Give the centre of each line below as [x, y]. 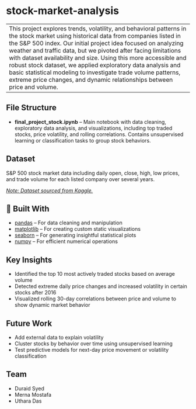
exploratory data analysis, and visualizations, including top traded [93, 128]
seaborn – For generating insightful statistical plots [75, 235]
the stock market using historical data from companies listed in [95, 36]
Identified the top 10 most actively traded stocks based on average [94, 274]
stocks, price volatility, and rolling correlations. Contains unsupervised [99, 134]
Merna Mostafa [33, 394]
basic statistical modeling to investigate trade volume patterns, [95, 72]
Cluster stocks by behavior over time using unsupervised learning [94, 344]
